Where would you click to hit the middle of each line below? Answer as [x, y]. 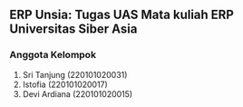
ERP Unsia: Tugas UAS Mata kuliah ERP [121, 15]
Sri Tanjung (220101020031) [75, 74]
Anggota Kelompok [53, 55]
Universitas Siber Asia [73, 29]
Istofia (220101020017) [65, 84]
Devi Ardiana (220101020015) [78, 93]
